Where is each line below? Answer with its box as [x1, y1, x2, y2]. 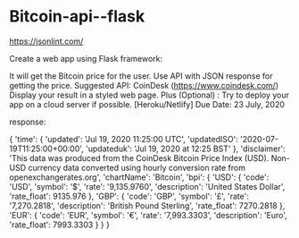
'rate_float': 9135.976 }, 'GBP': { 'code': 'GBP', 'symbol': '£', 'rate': [9, 191, 250, 201]
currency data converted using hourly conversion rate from [28, 162, 245, 173]
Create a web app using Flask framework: [9, 53, 163, 64]
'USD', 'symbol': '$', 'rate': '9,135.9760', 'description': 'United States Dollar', [9, 181, 286, 191]
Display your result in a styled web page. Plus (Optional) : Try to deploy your [9, 89, 290, 100]
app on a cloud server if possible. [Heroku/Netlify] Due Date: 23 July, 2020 [9, 98, 286, 109]
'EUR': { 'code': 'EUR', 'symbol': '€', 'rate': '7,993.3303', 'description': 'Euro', [9, 209, 287, 220]
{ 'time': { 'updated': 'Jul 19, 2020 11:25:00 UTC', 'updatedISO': [9, 133, 238, 144]
